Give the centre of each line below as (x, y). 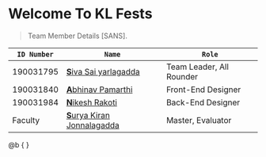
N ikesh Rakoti (91, 102)
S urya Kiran (88, 115)
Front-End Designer (203, 90)
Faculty (26, 120)
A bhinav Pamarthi (99, 90)
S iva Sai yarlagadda (103, 71)
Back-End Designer (203, 102)
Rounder (182, 76)
